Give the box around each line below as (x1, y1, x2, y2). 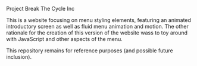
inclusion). (6, 54, 32, 60)
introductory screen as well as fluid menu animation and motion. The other (6, 23, 189, 30)
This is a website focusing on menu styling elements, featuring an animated (6, 17, 192, 23)
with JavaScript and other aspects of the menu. (6, 36, 123, 42)
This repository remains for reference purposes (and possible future (6, 47, 174, 54)
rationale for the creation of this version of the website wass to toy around (6, 29, 188, 36)
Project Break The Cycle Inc (6, 5, 75, 12)
